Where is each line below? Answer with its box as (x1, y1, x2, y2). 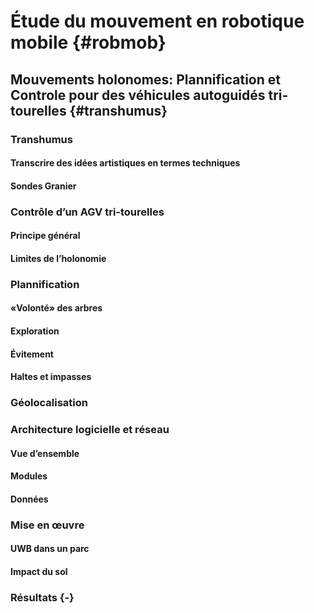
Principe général (10, 230, 81, 242)
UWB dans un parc (10, 543, 90, 555)
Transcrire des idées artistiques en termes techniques (10, 157, 241, 169)
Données (10, 493, 49, 505)
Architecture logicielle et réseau (10, 422, 170, 436)
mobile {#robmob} (10, 31, 167, 54)
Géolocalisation (10, 396, 88, 410)
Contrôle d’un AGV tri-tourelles (10, 205, 165, 219)
